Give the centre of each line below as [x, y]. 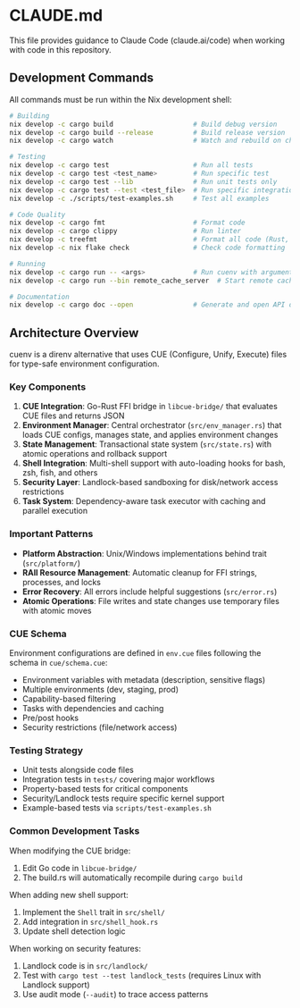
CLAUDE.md [56, 16]
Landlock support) [56, 985]
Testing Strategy [46, 750]
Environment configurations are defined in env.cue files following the [135, 652]
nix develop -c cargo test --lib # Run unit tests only [143, 181]
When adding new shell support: [69, 895]
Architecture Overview [74, 333]
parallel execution [55, 511]
